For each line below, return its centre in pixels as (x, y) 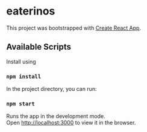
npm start (20, 104)
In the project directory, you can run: (52, 89)
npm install (24, 76)
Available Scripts (39, 47)
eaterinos (31, 11)
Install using (21, 61)
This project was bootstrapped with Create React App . (74, 28)
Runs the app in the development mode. (56, 116)
